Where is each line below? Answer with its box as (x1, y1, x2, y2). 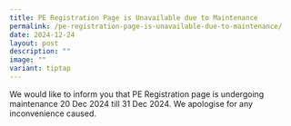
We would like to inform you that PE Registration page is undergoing (9, 88, 265, 100)
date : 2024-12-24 (9, 30, 75, 39)
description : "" (9, 47, 71, 56)
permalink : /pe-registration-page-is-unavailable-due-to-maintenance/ (9, 22, 283, 31)
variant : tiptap (9, 64, 71, 73)
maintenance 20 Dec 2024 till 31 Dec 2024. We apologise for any (9, 98, 253, 109)
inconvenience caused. (9, 108, 97, 119)
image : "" (9, 55, 47, 64)
